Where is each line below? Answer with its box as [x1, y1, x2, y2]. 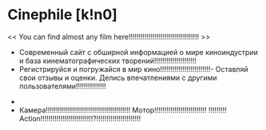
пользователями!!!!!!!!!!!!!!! [18, 81, 107, 91]
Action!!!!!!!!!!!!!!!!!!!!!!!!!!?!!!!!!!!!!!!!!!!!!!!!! [18, 113, 141, 123]
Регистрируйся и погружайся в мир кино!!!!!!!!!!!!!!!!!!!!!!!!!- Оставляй [18, 64, 248, 73]
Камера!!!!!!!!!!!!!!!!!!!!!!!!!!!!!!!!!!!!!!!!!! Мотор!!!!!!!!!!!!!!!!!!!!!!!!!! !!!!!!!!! [18, 105, 227, 115]
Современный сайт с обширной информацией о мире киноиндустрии [18, 47, 259, 57]
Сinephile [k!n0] [7, 6, 117, 24]
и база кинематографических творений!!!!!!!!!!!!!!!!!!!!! [18, 56, 197, 65]
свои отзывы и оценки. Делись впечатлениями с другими [18, 73, 217, 82]
